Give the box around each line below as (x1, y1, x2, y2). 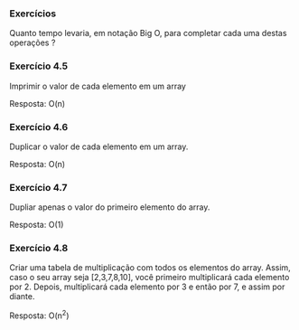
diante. (9, 291, 35, 302)
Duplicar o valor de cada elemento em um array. (9, 141, 189, 152)
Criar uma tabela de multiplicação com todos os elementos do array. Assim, (9, 262, 291, 273)
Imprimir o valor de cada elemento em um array (9, 80, 187, 91)
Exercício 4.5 (9, 60, 69, 72)
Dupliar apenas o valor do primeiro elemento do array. (9, 202, 210, 212)
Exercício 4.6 (9, 120, 69, 133)
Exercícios (9, 7, 57, 20)
